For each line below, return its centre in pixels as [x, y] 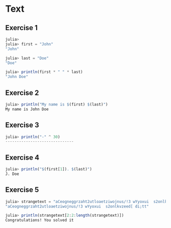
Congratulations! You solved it [39, 220]
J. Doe [12, 174]
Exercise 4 [22, 157]
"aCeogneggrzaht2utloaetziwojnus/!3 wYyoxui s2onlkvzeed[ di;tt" [77, 206]
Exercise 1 [22, 28]
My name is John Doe [27, 109]
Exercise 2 [22, 93]
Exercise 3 [22, 125]
